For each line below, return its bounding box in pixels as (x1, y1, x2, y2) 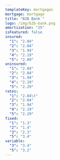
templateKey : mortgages (5, 7, 54, 12)
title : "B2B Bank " (5, 16, 45, 21)
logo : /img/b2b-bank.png (5, 20, 56, 26)
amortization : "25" (5, 25, 45, 30)
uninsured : (5, 61, 27, 66)
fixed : (5, 116, 19, 121)
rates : (5, 89, 19, 94)
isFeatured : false (5, 30, 42, 35)
